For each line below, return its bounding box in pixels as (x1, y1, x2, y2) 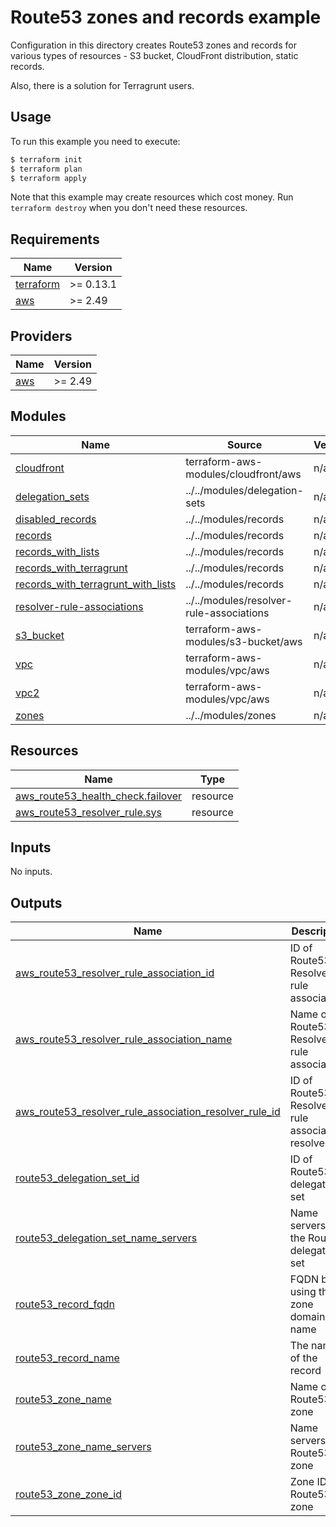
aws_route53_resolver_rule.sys (15, 805, 162, 819)
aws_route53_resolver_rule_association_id (15, 966, 215, 980)
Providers (10, 327, 73, 345)
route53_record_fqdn (15, 1297, 115, 1311)
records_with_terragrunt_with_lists (15, 577, 177, 591)
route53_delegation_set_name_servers (15, 1231, 198, 1245)
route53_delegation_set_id (15, 1171, 140, 1185)
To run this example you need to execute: (10, 135, 181, 147)
